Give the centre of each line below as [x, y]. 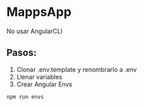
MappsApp [39, 12]
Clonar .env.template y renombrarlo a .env [76, 69]
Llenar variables [39, 77]
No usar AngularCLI [35, 31]
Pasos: [21, 53]
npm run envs [25, 97]
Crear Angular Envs [44, 84]
